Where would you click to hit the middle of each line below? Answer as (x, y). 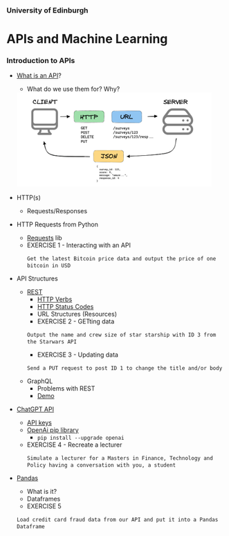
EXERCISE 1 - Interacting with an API (79, 245)
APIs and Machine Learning (87, 39)
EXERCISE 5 (44, 506)
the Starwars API (52, 342)
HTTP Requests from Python (57, 224)
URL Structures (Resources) (77, 314)
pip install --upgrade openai (81, 438)
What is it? (42, 492)
